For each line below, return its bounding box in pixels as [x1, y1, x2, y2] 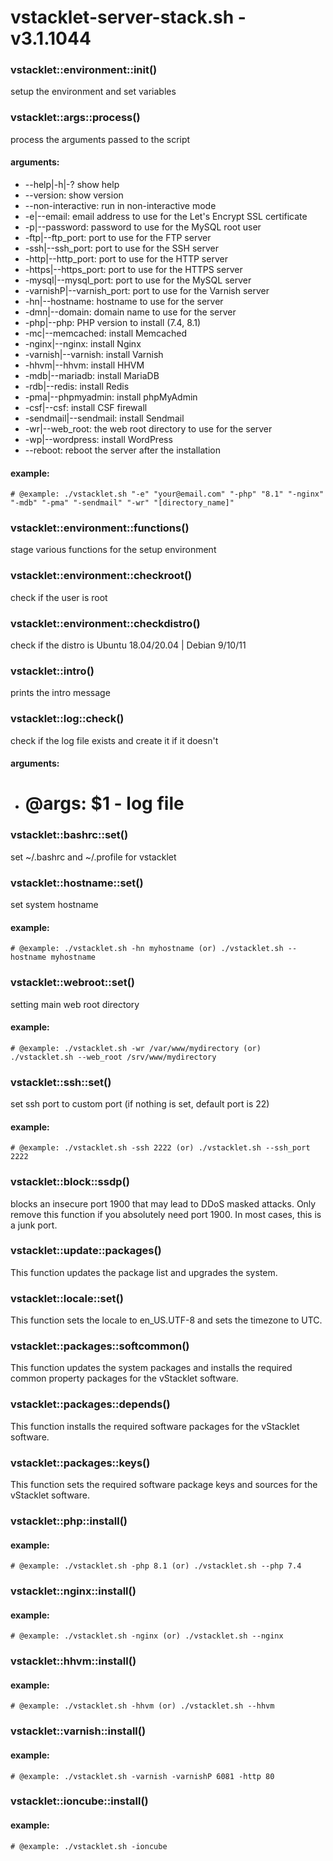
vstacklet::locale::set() [10, 1291, 124, 1305]
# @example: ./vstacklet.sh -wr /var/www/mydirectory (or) [10, 1043, 262, 1053]
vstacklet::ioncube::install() [10, 1794, 149, 1808]
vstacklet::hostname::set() [10, 876, 144, 890]
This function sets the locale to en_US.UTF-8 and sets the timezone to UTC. [10, 1314, 323, 1326]
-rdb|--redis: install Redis [24, 380, 130, 392]
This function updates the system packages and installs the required [10, 1362, 293, 1374]
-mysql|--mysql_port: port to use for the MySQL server [24, 274, 252, 286]
